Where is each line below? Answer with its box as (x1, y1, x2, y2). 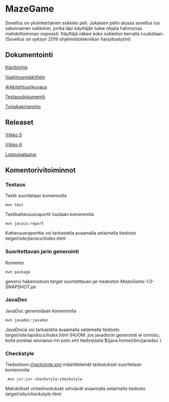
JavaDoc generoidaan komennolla (5, 308, 77, 314)
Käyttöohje (5, 64, 28, 70)
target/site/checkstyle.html (5, 391, 62, 397)
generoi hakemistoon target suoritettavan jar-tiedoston (5, 278, 119, 284)
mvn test (5, 202, 24, 208)
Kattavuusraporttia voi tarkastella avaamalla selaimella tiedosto (5, 230, 137, 236)
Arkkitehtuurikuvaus (5, 84, 48, 90)
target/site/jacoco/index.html (5, 235, 66, 241)
